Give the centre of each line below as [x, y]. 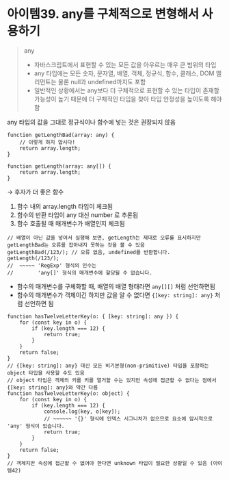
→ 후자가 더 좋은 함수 [36, 192]
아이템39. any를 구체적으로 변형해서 [103, 14]
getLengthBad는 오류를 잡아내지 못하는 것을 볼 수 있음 [76, 245]
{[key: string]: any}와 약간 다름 [53, 388]
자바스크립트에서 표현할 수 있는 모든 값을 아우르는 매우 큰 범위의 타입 [125, 64]
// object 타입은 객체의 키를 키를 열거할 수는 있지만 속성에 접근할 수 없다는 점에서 [112, 380]
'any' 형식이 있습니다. [36, 426]
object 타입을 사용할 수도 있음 [46, 373]
